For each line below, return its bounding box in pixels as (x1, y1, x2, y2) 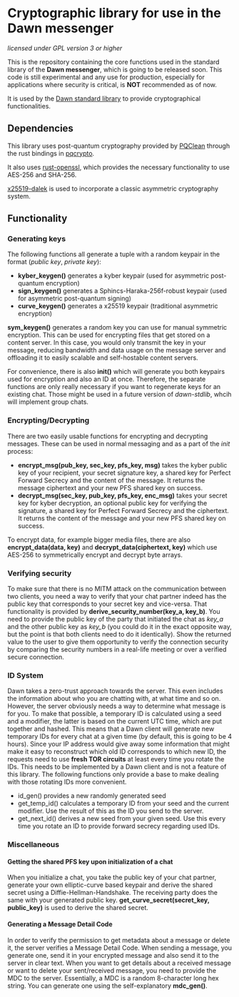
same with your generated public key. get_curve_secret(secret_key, (7, 896, 210, 904)
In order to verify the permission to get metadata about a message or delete (7, 936, 230, 944)
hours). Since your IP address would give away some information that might (7, 740, 230, 749)
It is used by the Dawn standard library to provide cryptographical (7, 94, 201, 103)
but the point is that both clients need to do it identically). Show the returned (7, 630, 232, 639)
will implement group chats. (7, 398, 89, 406)
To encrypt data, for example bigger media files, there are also (7, 535, 191, 544)
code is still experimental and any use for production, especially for (7, 73, 205, 81)
